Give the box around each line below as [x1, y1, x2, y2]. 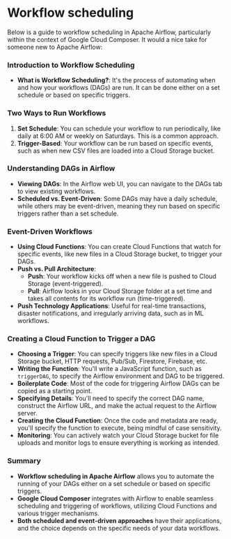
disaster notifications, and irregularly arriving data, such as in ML [17, 309, 204, 318]
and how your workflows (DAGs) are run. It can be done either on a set [17, 84, 221, 92]
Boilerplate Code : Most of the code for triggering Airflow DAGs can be [17, 379, 221, 388]
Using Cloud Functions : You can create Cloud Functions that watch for [17, 243, 221, 251]
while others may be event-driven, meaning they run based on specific [17, 202, 221, 210]
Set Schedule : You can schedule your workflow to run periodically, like [17, 124, 221, 132]
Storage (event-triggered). [27, 280, 104, 288]
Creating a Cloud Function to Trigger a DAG [7, 334, 156, 344]
